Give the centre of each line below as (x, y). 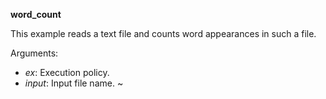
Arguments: (34, 53)
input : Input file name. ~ (74, 83)
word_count (36, 14)
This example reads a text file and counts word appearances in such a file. (163, 33)
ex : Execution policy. (67, 72)
